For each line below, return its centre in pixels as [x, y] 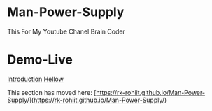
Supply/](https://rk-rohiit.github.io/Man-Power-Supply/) [87, 100]
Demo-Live [40, 60]
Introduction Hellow [36, 79]
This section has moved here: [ [52, 92]
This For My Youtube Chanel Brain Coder [66, 31]
